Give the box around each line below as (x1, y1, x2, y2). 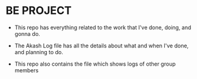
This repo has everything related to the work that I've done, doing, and (14, 24, 192, 31)
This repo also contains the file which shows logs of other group (14, 60, 176, 67)
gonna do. (14, 30, 41, 37)
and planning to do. (14, 48, 63, 55)
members (14, 66, 39, 74)
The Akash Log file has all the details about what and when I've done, (14, 42, 189, 49)
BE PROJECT (5, 4, 72, 18)
